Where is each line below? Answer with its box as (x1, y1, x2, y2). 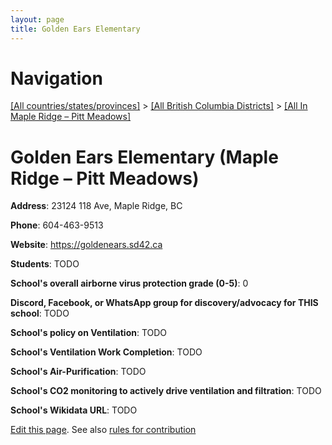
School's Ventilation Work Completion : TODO (10, 346, 203, 358)
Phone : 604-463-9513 (10, 219, 104, 231)
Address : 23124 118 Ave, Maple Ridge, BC (10, 200, 183, 212)
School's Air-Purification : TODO (10, 366, 147, 378)
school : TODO (10, 307, 70, 320)
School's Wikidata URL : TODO (10, 404, 138, 416)
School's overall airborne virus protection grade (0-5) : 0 (10, 277, 249, 290)
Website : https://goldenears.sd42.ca (10, 239, 163, 251)
